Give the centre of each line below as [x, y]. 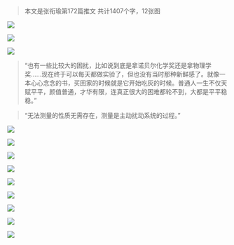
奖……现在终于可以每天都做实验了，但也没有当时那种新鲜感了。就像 [122, 74]
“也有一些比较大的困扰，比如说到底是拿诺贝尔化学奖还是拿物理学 [118, 65]
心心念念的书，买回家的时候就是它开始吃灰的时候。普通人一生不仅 [126, 83]
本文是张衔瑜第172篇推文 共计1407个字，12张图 [92, 11]
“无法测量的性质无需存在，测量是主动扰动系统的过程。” [102, 115]
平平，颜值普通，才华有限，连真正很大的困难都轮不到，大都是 [119, 92]
